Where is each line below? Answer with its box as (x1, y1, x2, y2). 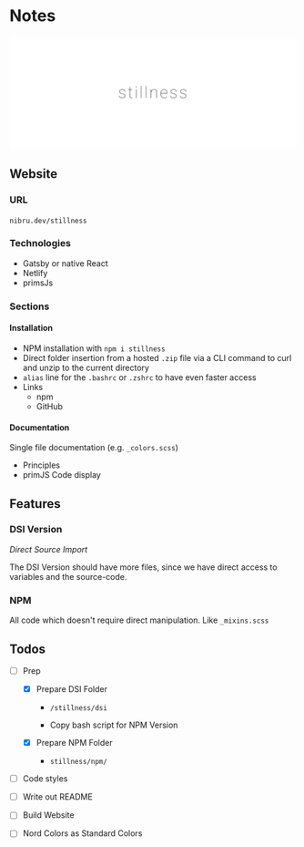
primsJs (22, 277, 54, 288)
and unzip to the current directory (22, 362, 150, 373)
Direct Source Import (9, 543, 88, 554)
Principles (22, 460, 61, 470)
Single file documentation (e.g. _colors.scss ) (9, 442, 179, 453)
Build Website (22, 810, 75, 821)
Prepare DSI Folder (35, 683, 107, 694)
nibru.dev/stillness (9, 216, 88, 225)
